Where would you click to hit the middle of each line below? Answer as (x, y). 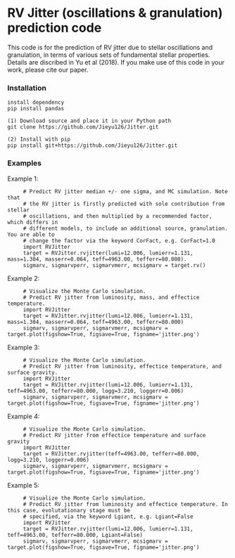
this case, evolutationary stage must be (69, 510)
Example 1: (23, 179)
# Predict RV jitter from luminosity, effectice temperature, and (122, 366)
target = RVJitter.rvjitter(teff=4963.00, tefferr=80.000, (111, 454)
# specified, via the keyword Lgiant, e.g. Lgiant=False (108, 517)
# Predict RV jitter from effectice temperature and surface (114, 435)
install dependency (36, 103)
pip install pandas (36, 109)
